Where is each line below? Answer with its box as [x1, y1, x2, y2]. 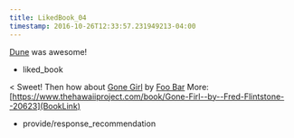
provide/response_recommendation [22, 118, 156, 129]
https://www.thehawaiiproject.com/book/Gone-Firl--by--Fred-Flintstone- [12, 91, 285, 102]
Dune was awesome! [9, 46, 88, 57]
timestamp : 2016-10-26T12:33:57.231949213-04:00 [9, 22, 196, 31]
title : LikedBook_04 [9, 13, 88, 23]
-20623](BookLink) [9, 100, 81, 111]
